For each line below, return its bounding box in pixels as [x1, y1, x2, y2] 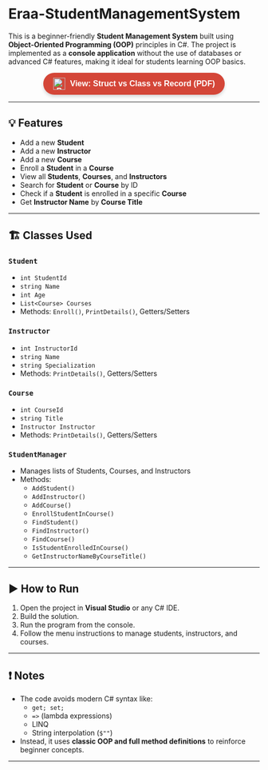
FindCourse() [31, 536, 76, 544]
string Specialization [19, 361, 96, 369]
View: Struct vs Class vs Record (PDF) [69, 78, 215, 88]
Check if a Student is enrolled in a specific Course [19, 189, 187, 198]
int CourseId [19, 406, 64, 414]
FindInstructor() [31, 527, 90, 536]
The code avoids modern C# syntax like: [19, 693, 153, 704]
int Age [19, 291, 45, 300]
